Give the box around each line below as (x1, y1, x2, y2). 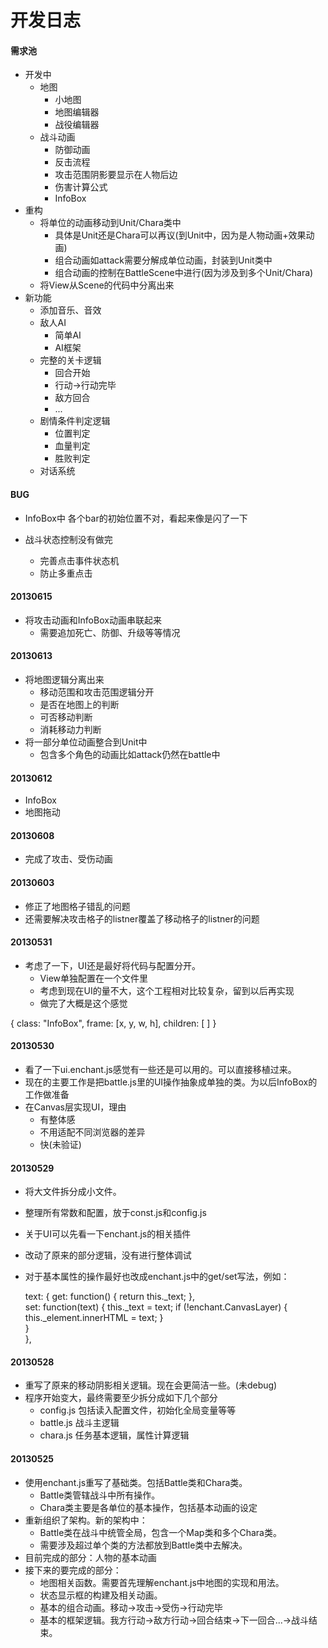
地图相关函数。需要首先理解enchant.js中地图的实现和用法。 (39, 1576, 285, 1588)
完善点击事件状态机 (39, 554, 120, 566)
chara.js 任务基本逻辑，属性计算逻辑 (39, 1429, 190, 1441)
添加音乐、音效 (39, 304, 102, 316)
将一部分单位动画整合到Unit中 (24, 736, 148, 748)
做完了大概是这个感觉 (39, 997, 128, 1009)
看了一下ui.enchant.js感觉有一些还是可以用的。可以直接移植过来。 (24, 1064, 297, 1076)
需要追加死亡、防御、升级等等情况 (39, 626, 181, 638)
